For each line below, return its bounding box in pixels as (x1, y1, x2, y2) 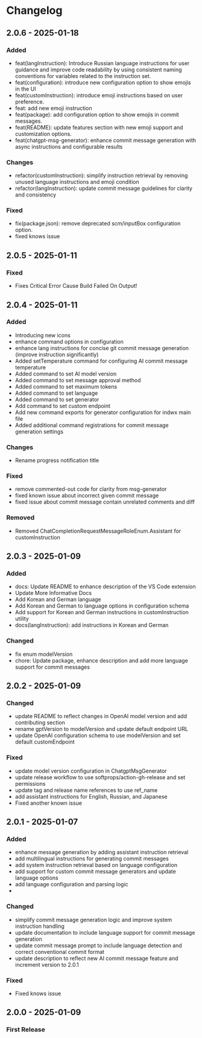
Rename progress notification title (14, 457, 99, 464)
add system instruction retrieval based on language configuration (14, 861, 178, 869)
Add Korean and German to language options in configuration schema (14, 602, 189, 609)
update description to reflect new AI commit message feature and (14, 955, 179, 962)
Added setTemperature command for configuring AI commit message (14, 357, 188, 365)
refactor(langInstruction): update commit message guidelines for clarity (14, 185, 193, 192)
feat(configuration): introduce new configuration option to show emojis (14, 79, 191, 86)
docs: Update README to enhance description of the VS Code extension (14, 583, 196, 590)
